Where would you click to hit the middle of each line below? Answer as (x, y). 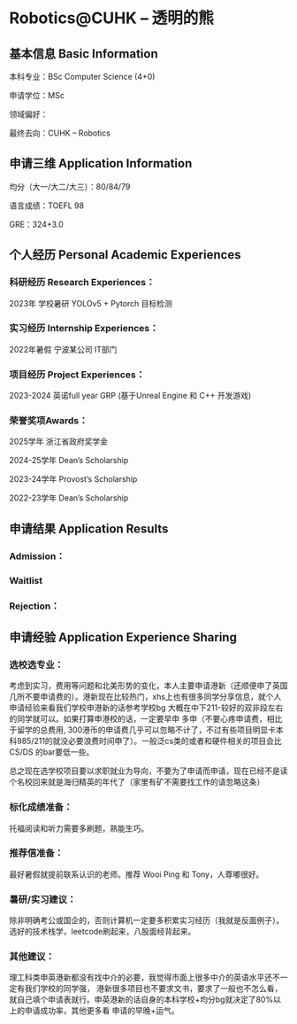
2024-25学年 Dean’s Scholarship (69, 461)
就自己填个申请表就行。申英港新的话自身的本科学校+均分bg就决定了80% (141, 1000)
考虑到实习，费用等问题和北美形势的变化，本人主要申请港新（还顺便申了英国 (148, 686)
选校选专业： (37, 664)
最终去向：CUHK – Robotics (60, 133)
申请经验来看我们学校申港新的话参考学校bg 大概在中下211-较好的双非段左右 (146, 708)
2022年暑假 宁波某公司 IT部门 (63, 349)
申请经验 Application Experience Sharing (123, 637)
